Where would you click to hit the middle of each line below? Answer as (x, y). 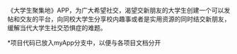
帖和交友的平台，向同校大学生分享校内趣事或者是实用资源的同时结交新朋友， (119, 19)
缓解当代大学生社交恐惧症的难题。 (57, 28)
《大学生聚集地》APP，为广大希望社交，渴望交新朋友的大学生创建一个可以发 (119, 10)
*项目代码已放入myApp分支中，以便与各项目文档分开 (84, 43)
